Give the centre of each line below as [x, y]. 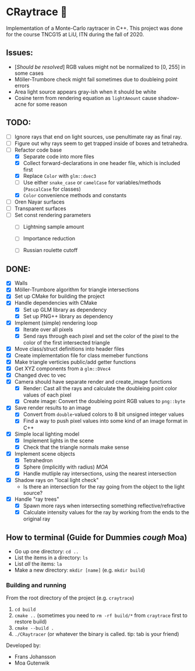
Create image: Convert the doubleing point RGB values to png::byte [104, 401]
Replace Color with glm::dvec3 [60, 176]
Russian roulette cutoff [50, 250]
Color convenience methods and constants [75, 195]
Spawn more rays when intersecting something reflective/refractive [104, 506]
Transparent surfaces [40, 209]
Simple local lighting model [47, 434]
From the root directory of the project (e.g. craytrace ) [70, 598]
